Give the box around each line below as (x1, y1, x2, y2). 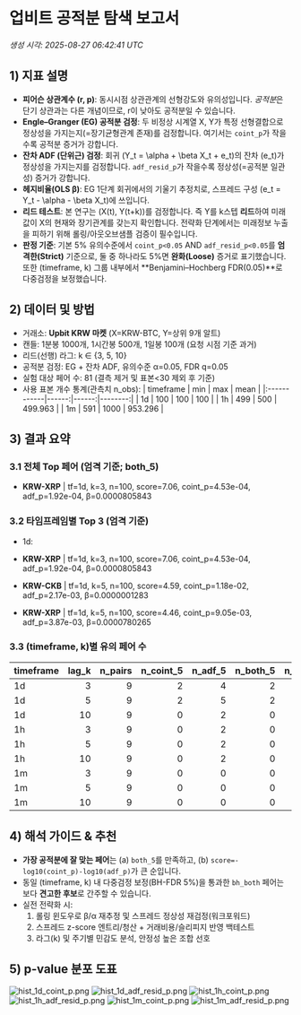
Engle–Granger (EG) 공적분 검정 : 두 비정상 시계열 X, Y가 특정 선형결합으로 (21, 116, 284, 126)
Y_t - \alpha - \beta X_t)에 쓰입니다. (21, 195, 150, 205)
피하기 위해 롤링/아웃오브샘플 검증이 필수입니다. (31, 228, 198, 239)
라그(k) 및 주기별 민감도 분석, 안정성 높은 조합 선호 (35, 933, 211, 943)
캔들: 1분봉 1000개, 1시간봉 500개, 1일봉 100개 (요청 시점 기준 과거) (21, 338, 257, 350)
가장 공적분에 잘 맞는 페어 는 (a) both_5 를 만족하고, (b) (21, 854, 209, 865)
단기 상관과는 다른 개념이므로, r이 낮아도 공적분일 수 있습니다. (21, 105, 236, 116)
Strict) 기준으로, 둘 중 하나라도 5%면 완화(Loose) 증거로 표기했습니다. (39, 250, 287, 261)
